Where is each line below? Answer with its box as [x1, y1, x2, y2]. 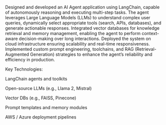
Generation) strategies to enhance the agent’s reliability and [30, 51, 153, 57]
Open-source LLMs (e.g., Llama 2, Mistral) [5, 85, 92, 91]
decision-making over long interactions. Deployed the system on [19, 36, 152, 42]
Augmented [5, 51, 29, 57]
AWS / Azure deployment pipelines [5, 114, 77, 120]
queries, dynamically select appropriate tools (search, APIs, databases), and [5, 20, 162, 26]
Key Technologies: [5, 66, 43, 72]
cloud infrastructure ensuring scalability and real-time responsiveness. [5, 41, 150, 46]
